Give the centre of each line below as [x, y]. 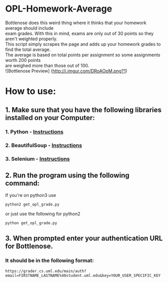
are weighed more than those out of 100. [47, 65]
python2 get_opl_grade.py [32, 204]
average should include [29, 28]
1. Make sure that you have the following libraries [83, 110]
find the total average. [28, 49]
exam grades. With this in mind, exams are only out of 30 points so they [79, 33]
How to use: [31, 91]
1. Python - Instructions [34, 132]
